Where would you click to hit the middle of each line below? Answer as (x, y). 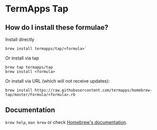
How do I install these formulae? (57, 27)
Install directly (20, 39)
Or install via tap (22, 58)
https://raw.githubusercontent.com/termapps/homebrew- (93, 90)
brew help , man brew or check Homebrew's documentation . (66, 122)
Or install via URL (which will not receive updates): (58, 81)
